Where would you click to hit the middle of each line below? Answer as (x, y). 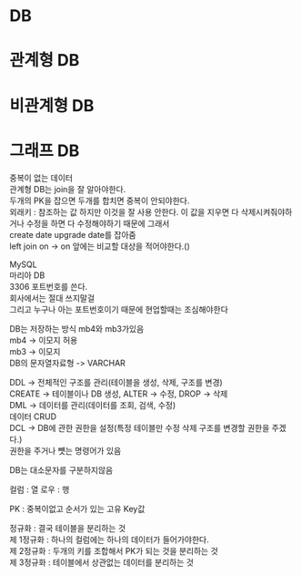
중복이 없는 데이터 (41, 178)
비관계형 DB (52, 105)
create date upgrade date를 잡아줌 (73, 234)
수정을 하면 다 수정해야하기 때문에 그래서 (98, 223)
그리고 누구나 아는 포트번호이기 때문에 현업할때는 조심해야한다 (119, 309)
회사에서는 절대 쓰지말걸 (52, 298)
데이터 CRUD (33, 417)
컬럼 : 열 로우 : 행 (40, 489)
